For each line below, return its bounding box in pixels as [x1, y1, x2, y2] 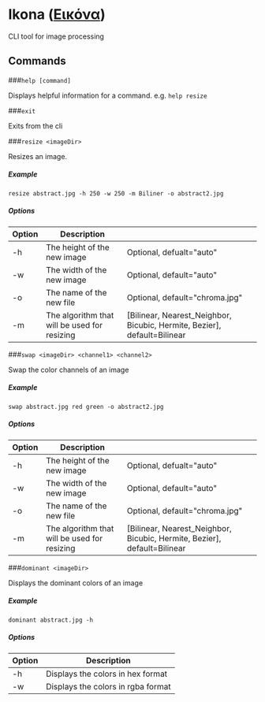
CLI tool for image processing [8, 32, 105, 41]
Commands [8, 54, 67, 68]
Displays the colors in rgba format [46, 681, 171, 692]
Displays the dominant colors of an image [8, 578, 144, 588]
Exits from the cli [8, 121, 63, 131]
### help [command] [8, 75, 71, 84]
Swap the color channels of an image [8, 365, 129, 374]
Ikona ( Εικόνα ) [8, 6, 106, 24]
